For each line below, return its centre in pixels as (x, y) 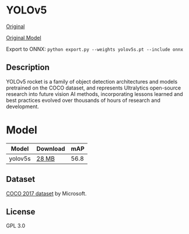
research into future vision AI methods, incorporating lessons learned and (94, 94)
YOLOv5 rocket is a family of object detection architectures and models (92, 81)
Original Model (24, 37)
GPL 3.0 (16, 226)
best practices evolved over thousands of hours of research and (83, 100)
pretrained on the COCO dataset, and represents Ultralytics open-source (94, 88)
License (21, 211)
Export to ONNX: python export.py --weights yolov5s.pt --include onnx (95, 49)
